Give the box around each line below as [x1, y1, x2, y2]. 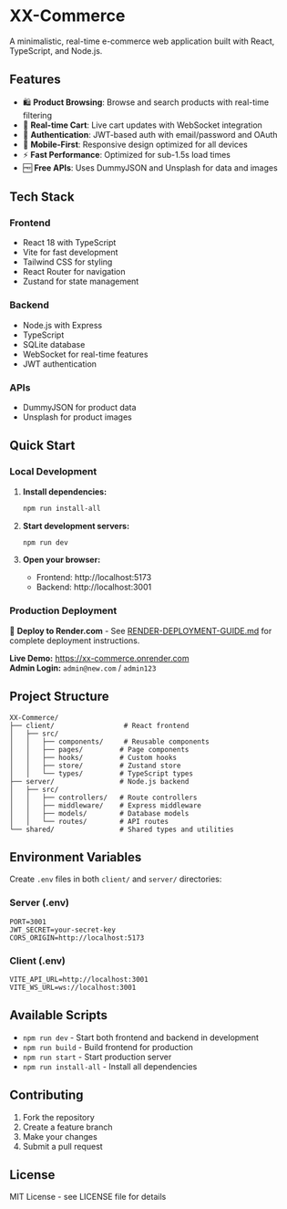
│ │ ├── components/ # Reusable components [9, 736, 210, 746]
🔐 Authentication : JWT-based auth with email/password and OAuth [22, 129, 278, 140]
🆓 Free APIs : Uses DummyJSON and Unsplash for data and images [22, 162, 278, 173]
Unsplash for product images [22, 412, 132, 422]
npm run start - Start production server [22, 1051, 172, 1062]
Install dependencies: [22, 485, 108, 497]
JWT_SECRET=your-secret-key [9, 925, 117, 934]
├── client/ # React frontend [9, 721, 190, 730]
